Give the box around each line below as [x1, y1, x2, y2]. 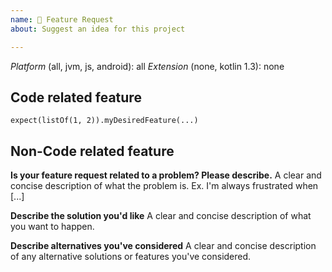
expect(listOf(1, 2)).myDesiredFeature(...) [10, 116, 199, 126]
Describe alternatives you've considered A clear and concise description [10, 240, 317, 252]
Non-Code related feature [10, 142, 175, 160]
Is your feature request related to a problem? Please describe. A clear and [10, 169, 322, 181]
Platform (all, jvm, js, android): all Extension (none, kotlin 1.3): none [10, 60, 285, 72]
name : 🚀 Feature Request [10, 14, 114, 25]
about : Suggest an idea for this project [10, 24, 186, 34]
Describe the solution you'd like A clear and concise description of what [10, 210, 312, 222]
